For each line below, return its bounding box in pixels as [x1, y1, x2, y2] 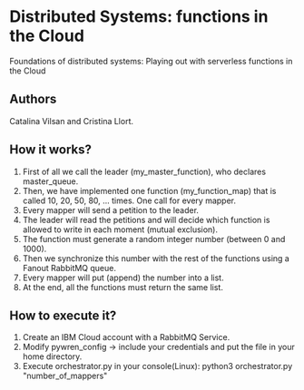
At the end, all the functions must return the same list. [22, 281, 224, 292]
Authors [9, 92, 57, 107]
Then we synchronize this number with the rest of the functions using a [22, 252, 290, 264]
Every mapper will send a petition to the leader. [22, 204, 200, 215]
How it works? [9, 142, 93, 158]
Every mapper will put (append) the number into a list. [22, 272, 224, 283]
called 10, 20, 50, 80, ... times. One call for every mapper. [22, 195, 236, 206]
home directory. [22, 351, 83, 362]
